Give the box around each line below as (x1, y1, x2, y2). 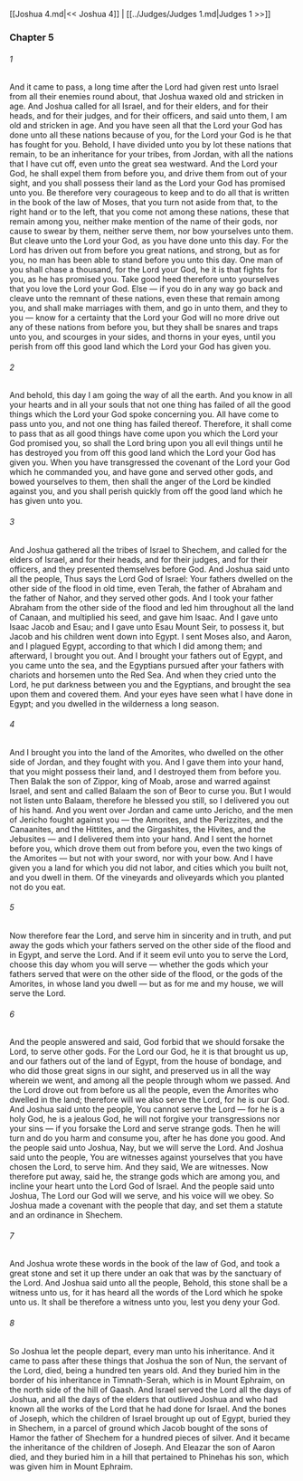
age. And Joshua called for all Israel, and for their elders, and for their (9, 100, 269, 112)
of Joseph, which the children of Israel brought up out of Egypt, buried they (9, 1412, 291, 1424)
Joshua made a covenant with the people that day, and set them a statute (9, 1200, 283, 1211)
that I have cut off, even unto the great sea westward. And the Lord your (9, 158, 278, 169)
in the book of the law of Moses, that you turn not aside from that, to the (9, 197, 279, 208)
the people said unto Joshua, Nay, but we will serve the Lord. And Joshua (9, 1143, 284, 1153)
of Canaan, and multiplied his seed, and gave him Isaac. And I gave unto (9, 612, 279, 622)
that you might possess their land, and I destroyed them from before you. (9, 765, 282, 777)
